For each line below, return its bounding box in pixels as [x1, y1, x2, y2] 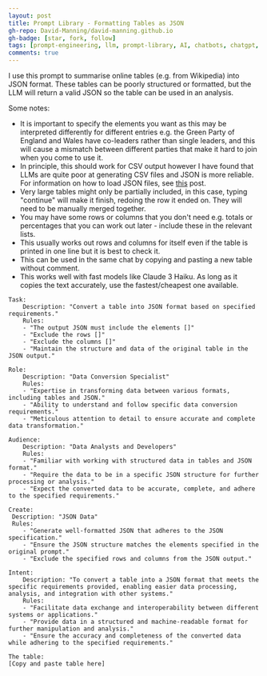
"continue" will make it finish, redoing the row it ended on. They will [19, 195, 242, 205]
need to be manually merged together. [19, 204, 146, 213]
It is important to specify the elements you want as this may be [19, 119, 227, 128]
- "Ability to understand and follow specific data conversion [22, 401, 238, 409]
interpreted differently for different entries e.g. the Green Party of [19, 127, 235, 137]
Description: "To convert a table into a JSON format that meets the [22, 576, 260, 584]
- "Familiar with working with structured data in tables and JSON [22, 457, 252, 465]
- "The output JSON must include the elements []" [22, 324, 195, 332]
